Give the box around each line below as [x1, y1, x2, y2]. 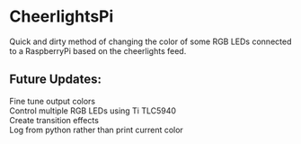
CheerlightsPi [9, 6, 114, 27]
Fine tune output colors [9, 95, 96, 106]
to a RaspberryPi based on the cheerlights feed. [9, 45, 187, 56]
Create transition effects [9, 114, 99, 125]
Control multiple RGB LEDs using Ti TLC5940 [9, 105, 177, 116]
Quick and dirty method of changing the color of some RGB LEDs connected [9, 36, 292, 47]
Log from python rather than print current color [9, 124, 184, 135]
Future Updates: [9, 72, 102, 87]
